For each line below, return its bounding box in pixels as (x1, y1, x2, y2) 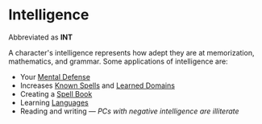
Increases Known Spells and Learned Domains (19, 81, 176, 90)
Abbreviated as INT (8, 32, 73, 42)
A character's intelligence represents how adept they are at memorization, (8, 48, 255, 57)
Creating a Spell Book (19, 89, 93, 98)
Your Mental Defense (19, 72, 91, 81)
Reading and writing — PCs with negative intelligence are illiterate (19, 106, 239, 116)
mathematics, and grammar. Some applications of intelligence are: (8, 56, 228, 66)
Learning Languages (19, 97, 89, 107)
